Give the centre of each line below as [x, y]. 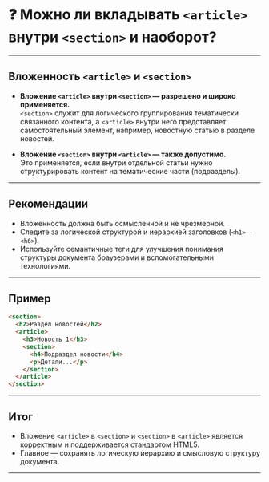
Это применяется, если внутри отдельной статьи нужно [116, 162]
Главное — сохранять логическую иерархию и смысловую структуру [140, 452]
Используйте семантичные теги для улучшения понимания [122, 249]
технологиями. [45, 265]
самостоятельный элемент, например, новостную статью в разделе [137, 130]
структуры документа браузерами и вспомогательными [117, 257]
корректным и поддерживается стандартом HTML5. [110, 444]
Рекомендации [48, 204]
